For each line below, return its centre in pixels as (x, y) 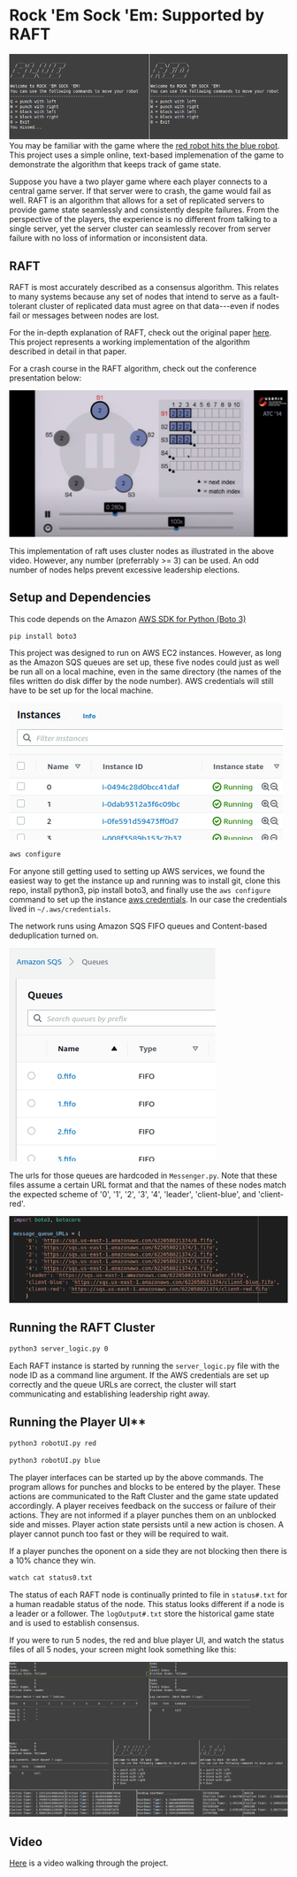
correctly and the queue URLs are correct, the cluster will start (123, 1385)
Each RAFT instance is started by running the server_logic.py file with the (145, 1366)
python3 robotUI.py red (53, 1443)
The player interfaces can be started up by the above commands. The (137, 1477)
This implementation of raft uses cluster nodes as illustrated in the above (141, 550)
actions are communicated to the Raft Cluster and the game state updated (144, 1496)
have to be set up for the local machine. (81, 690)
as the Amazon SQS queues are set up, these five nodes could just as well (145, 662)
